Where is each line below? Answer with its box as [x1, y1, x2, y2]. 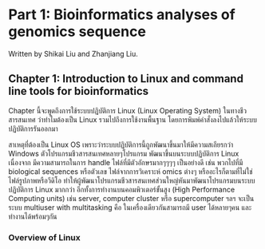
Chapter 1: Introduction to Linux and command [8, 72, 243, 85]
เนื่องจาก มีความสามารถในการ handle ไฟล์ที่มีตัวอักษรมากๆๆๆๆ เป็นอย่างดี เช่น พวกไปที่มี [8, 157, 243, 167]
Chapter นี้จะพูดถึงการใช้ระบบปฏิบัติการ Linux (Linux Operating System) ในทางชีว [8, 105, 247, 115]
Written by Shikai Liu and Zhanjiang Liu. [8, 49, 138, 58]
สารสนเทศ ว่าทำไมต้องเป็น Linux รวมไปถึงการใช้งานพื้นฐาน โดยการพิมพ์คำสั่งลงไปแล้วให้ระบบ [8, 114, 258, 125]
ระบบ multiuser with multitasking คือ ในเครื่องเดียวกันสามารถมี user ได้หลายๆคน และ [8, 202, 252, 212]
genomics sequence [8, 22, 146, 41]
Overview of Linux [8, 231, 81, 243]
